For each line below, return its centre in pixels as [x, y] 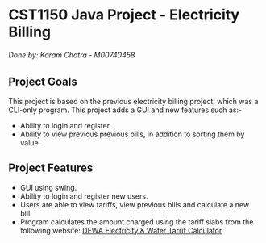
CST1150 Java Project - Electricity [124, 15]
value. [30, 142]
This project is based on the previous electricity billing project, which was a [133, 101]
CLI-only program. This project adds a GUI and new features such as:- [125, 110]
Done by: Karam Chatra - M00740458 [72, 55]
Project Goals [43, 82]
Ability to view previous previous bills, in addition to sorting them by [132, 134]
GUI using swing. [48, 187]
